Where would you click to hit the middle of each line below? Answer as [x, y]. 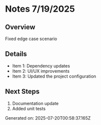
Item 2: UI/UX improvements [41, 71]
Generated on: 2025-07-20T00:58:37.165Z [48, 118]
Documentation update [35, 103]
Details [16, 54]
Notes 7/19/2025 [40, 9]
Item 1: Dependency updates [41, 66]
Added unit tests [29, 108]
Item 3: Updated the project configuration [54, 76]
